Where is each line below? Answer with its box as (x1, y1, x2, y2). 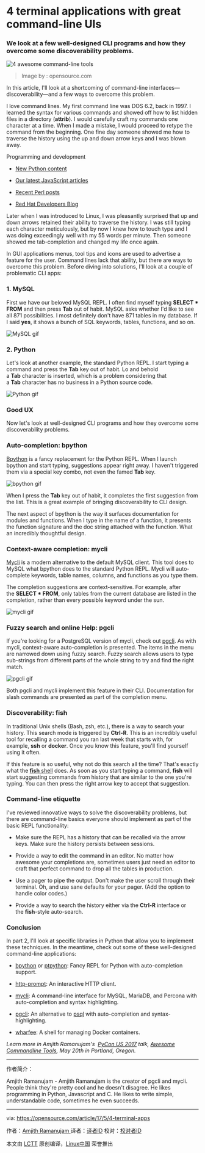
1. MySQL (6, 285, 35, 294)
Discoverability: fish (6, 709, 68, 717)
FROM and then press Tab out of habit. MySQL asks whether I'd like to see (6, 305, 194, 313)
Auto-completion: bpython (6, 441, 87, 450)
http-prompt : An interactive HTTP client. (15, 980, 117, 988)
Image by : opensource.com (21, 72, 92, 80)
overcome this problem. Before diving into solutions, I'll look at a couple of (6, 263, 193, 270)
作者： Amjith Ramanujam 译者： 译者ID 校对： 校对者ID (6, 1127, 142, 1135)
